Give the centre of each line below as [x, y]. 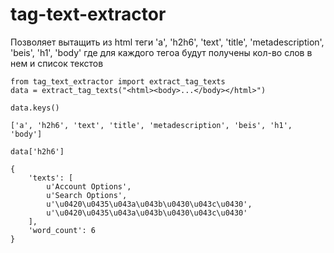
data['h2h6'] [37, 151]
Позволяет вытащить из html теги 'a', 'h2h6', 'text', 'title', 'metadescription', [167, 42]
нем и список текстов [57, 63]
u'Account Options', [89, 186]
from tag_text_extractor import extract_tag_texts [118, 81]
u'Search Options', [87, 195]
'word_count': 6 [62, 230]
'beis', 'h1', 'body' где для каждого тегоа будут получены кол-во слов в [161, 52]
